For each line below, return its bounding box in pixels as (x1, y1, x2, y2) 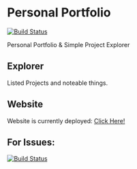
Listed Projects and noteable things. (7, 79, 108, 87)
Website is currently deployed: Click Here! (7, 116, 125, 125)
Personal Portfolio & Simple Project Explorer (7, 40, 130, 49)
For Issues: (7, 136, 55, 148)
